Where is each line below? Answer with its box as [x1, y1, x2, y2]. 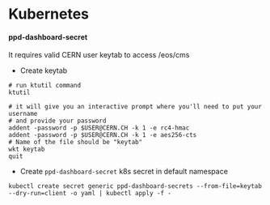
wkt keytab [8, 145, 45, 154]
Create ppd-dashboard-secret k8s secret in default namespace [19, 167, 229, 177]
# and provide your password [8, 117, 107, 126]
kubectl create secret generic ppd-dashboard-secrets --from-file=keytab [8, 182, 263, 190]
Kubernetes [8, 5, 90, 23]
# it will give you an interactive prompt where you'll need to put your [8, 103, 263, 111]
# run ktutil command [8, 82, 82, 90]
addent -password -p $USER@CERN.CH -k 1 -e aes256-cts [8, 131, 197, 139]
